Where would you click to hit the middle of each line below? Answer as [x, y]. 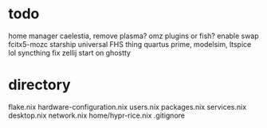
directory [39, 85]
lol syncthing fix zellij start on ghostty [70, 52]
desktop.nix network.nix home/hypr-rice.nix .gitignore [97, 115]
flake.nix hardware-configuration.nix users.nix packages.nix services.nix [128, 107]
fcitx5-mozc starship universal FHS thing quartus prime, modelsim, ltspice [130, 44]
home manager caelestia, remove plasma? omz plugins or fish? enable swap [133, 36]
